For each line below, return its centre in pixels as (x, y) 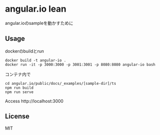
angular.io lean (36, 9)
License (17, 116)
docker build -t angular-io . (36, 60)
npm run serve (19, 92)
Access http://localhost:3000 (34, 101)
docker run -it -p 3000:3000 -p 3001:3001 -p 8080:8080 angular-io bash (80, 64)
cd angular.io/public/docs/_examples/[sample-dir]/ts (61, 83)
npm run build (19, 88)
